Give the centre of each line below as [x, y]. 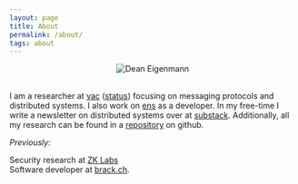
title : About [34, 26]
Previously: [30, 142]
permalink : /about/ [46, 34]
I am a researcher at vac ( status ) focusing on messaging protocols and [142, 96]
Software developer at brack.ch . [70, 169]
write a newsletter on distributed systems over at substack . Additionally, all [149, 115]
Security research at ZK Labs [64, 160]
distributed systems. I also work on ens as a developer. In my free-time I [144, 106]
